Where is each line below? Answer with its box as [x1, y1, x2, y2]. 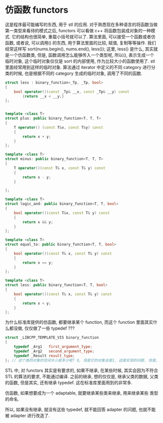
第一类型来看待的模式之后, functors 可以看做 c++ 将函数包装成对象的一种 [5, 27, 151, 33]
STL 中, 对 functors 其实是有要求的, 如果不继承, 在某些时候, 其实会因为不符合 [5, 367, 158, 373]
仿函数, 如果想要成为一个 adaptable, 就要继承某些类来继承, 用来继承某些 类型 [5, 390, 159, 396]
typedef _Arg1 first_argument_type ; [14, 344, 92, 349]
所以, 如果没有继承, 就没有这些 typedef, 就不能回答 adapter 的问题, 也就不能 [5, 406, 156, 412]
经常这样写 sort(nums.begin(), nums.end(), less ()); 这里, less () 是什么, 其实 [5, 46, 154, 52]
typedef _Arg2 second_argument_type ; [14, 349, 95, 354]
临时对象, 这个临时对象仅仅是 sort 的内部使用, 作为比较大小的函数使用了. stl [5, 58, 155, 64]
